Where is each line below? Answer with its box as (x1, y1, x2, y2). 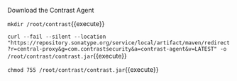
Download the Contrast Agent (7, 6, 94, 14)
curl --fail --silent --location (7, 33, 106, 40)
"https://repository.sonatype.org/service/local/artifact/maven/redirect (7, 39, 231, 46)
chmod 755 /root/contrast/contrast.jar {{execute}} (7, 66, 159, 73)
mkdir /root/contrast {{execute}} (7, 20, 105, 27)
